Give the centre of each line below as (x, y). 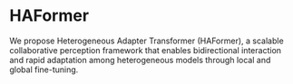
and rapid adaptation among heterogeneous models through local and (140, 60)
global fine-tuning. (44, 70)
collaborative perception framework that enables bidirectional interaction (146, 50)
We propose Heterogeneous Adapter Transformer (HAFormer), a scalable (146, 41)
